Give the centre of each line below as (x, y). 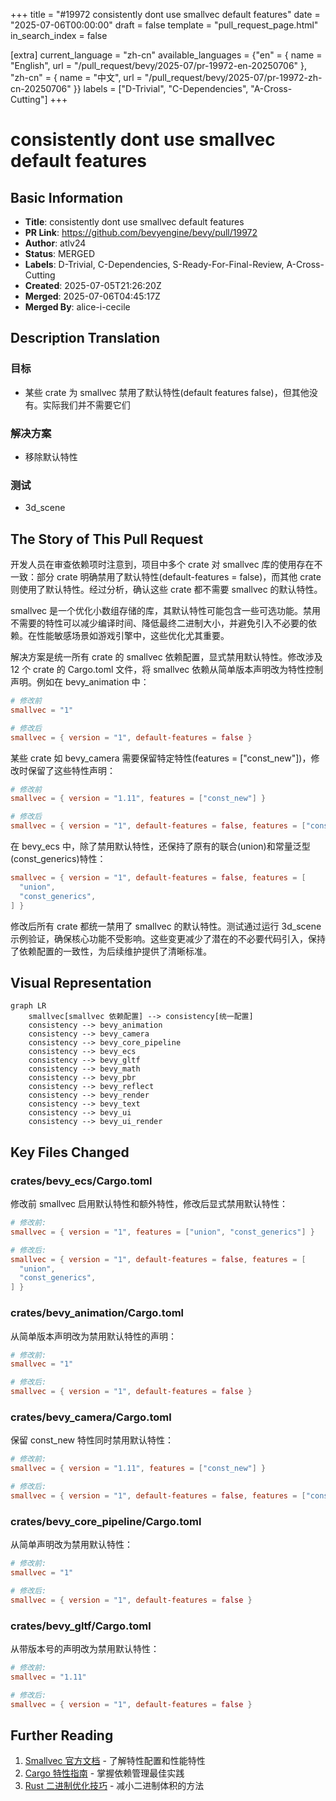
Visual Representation (81, 982)
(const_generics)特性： (58, 859)
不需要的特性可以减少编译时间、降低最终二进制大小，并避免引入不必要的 (159, 623)
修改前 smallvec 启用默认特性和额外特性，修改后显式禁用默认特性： (149, 1204)
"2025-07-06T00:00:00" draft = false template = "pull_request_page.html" (164, 25)
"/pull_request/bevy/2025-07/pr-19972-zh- (233, 77)
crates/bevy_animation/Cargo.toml (97, 1313)
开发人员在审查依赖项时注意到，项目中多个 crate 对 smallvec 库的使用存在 (162, 565)
